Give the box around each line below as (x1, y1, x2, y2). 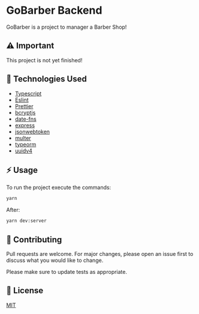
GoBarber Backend (6, 4, 102, 17)
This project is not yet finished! (6, 56, 83, 63)
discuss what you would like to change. (6, 257, 104, 264)
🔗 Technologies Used (6, 74, 87, 84)
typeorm (14, 141, 37, 148)
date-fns (14, 115, 37, 123)
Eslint (14, 96, 29, 103)
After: (6, 206, 20, 214)
